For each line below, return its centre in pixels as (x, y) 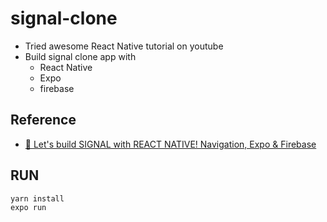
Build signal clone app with (80, 56)
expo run (28, 208)
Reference (43, 120)
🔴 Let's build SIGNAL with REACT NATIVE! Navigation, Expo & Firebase (170, 144)
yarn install (37, 198)
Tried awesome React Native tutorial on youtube (124, 46)
